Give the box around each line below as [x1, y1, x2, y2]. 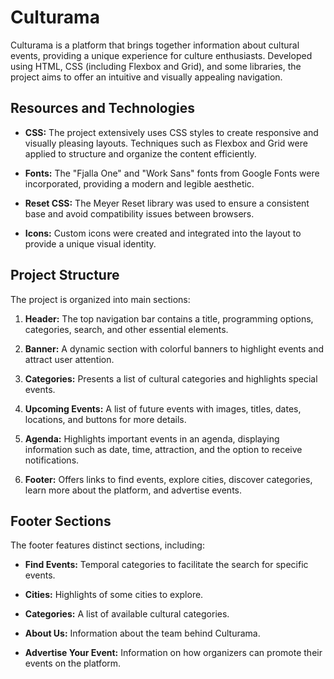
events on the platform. [24, 657, 122, 670]
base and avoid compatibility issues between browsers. [24, 207, 255, 220]
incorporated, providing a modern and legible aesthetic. [24, 177, 255, 190]
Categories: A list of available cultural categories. [24, 608, 230, 620]
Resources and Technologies [10, 100, 195, 117]
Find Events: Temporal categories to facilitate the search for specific [24, 559, 309, 571]
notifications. [24, 454, 80, 466]
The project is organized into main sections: [10, 293, 191, 305]
